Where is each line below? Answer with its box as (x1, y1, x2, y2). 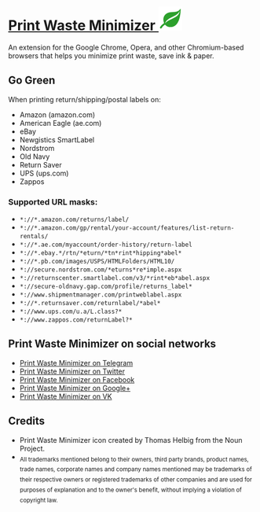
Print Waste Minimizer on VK (19, 392, 112, 401)
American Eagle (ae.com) (19, 118, 102, 127)
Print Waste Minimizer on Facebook (19, 374, 135, 384)
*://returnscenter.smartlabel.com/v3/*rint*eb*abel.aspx (19, 274, 211, 282)
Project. (19, 444, 46, 453)
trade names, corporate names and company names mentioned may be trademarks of (19, 466, 253, 473)
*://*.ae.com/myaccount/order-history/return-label (19, 241, 192, 249)
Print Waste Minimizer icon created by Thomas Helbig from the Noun (19, 435, 243, 444)
